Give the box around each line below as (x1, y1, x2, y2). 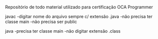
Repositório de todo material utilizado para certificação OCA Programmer (5, 4, 153, 10)
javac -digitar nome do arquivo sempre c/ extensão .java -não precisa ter (5, 14, 153, 19)
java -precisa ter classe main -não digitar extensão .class (5, 28, 121, 34)
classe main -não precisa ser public (5, 19, 78, 24)
